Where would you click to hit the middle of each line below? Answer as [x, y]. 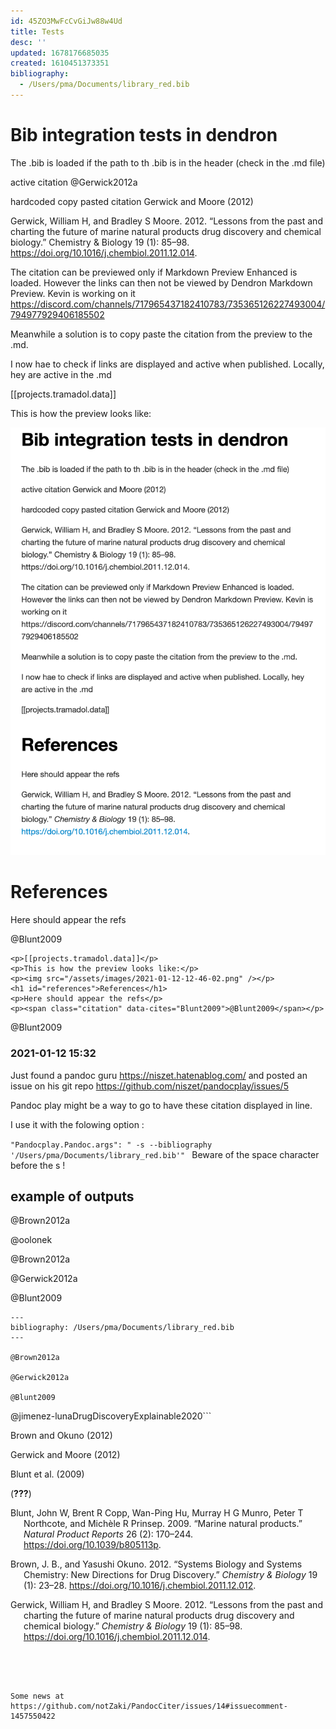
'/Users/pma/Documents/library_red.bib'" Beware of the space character [165, 1154]
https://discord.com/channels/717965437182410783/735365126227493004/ [168, 304]
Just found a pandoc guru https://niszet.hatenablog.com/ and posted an [159, 1075]
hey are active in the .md [61, 374]
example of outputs [72, 1196]
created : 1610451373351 [60, 63]
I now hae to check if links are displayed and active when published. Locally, [167, 364]
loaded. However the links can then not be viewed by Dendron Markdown [161, 282]
